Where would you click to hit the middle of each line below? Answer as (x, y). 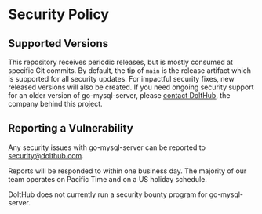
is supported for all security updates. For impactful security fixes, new (121, 79)
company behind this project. (56, 104)
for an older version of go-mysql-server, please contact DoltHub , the (119, 95)
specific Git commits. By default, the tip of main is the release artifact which (129, 71)
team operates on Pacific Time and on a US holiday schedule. (108, 179)
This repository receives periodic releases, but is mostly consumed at (121, 62)
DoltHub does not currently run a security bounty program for (108, 194)
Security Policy (59, 15)
